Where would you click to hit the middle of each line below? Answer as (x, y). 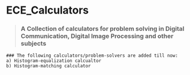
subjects (33, 44)
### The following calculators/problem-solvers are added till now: (92, 56)
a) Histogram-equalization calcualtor (54, 61)
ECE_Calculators (47, 10)
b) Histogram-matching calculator (49, 66)
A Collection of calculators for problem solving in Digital (102, 29)
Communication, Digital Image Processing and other (97, 36)
